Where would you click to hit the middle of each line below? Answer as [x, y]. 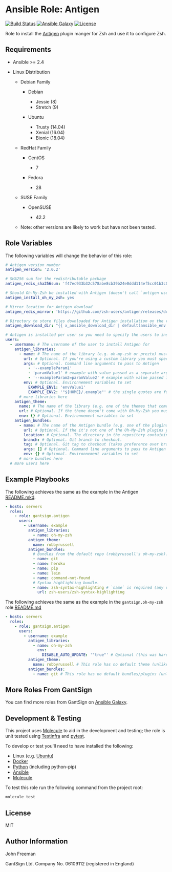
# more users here [30, 463]
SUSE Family [34, 197]
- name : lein [46, 573]
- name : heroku [49, 564]
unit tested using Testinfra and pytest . [45, 736]
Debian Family [35, 82]
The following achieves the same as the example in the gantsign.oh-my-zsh [84, 602]
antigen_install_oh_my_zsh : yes [40, 297]
